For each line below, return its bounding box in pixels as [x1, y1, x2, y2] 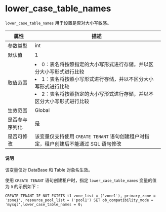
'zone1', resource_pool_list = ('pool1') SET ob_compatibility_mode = [5, 198, 154, 203]
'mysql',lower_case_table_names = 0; [5, 202, 83, 207]
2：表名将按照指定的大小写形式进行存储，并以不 [41, 90, 154, 97]
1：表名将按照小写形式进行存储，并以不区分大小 [41, 75, 154, 82]
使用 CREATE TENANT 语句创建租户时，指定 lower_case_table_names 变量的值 [5, 177, 157, 183]
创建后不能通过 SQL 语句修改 [54, 140, 122, 147]
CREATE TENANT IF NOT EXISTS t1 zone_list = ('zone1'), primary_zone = [5, 193, 156, 199]
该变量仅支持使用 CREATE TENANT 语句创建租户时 [34, 133, 145, 140]
